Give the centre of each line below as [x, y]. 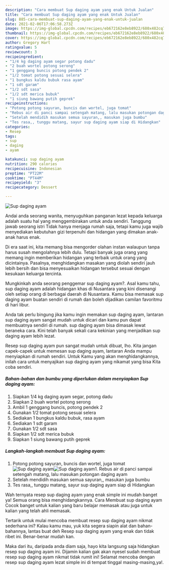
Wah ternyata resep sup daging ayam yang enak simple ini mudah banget [81, 495]
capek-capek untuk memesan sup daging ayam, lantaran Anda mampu [78, 351]
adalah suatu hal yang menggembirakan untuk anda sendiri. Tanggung [78, 221]
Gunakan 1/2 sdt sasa [35, 429]
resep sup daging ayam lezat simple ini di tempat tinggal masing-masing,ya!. [84, 562]
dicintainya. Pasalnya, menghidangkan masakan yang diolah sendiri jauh [80, 263]
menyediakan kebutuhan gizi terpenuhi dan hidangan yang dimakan [75, 232]
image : [12, 29]
